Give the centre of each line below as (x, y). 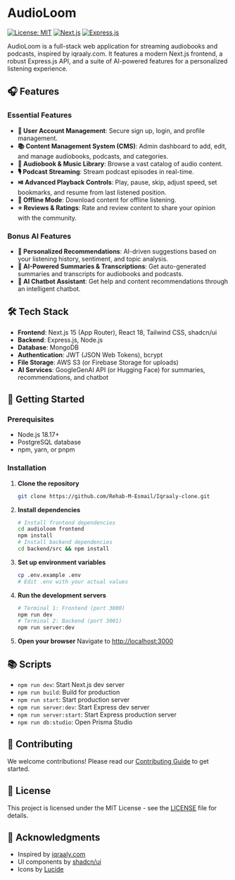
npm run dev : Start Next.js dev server (71, 685)
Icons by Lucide (40, 869)
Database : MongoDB (48, 347)
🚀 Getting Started (46, 399)
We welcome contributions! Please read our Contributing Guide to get (108, 761)
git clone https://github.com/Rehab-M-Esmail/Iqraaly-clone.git (114, 496)
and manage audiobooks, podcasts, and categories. (93, 156)
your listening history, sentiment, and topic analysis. (93, 259)
